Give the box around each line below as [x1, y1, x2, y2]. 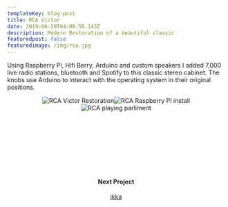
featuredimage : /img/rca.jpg [7, 42, 91, 49]
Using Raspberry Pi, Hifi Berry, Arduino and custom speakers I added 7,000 [7, 61, 222, 69]
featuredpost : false [7, 36, 67, 43]
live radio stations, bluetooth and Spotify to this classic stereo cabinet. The [7, 68, 220, 77]
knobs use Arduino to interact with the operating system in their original [7, 76, 211, 83]
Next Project [97, 177, 135, 186]
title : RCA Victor [7, 17, 60, 23]
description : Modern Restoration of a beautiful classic [7, 29, 175, 37]
